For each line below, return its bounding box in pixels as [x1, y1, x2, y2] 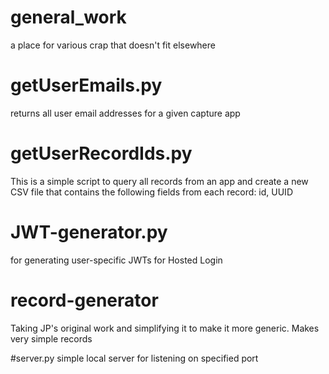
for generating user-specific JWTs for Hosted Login [10, 254, 223, 266]
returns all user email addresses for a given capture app [10, 107, 241, 119]
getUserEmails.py [10, 74, 163, 97]
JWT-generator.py [10, 221, 168, 243]
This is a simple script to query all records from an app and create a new [10, 175, 309, 187]
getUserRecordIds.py [10, 142, 193, 165]
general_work [10, 6, 127, 29]
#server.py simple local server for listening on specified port [10, 352, 259, 364]
